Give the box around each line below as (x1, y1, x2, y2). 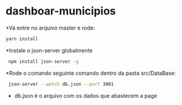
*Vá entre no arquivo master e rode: (5, 24, 95, 31)
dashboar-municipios (5, 4, 116, 18)
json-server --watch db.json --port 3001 (8, 81, 114, 87)
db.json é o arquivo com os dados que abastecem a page (14, 92, 157, 99)
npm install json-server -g (8, 59, 79, 65)
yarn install (5, 36, 39, 42)
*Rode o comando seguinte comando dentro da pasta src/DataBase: (5, 69, 176, 77)
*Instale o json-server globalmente (5, 46, 93, 54)
